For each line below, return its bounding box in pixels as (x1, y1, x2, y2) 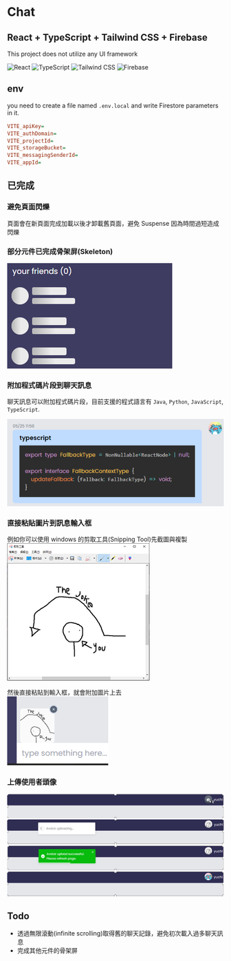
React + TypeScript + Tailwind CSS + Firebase (7, 32, 208, 43)
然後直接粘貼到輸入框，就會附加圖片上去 (7, 688, 122, 697)
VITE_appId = (7, 159, 41, 166)
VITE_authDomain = (7, 130, 57, 137)
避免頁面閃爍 (7, 202, 50, 212)
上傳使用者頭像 (7, 777, 57, 787)
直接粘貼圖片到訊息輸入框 (7, 518, 92, 527)
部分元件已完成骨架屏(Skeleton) (7, 246, 113, 256)
